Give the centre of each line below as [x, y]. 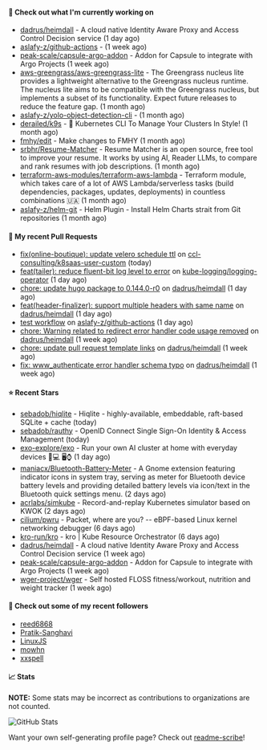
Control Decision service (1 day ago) [80, 39]
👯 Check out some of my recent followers [78, 606]
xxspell [32, 658]
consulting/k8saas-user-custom [73, 263]
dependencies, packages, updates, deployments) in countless [123, 192]
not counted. [29, 707]
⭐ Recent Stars [34, 393]
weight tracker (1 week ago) [66, 588]
